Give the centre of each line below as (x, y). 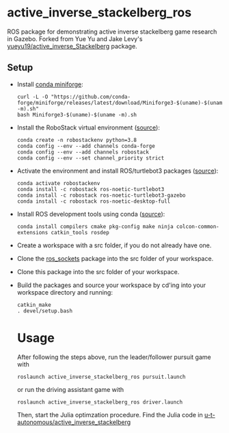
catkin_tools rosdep (80, 232)
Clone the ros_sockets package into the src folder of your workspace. (115, 258)
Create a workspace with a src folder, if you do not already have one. (114, 245)
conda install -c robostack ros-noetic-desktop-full (94, 201)
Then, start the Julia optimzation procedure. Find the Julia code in (110, 415)
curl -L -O (32, 97)
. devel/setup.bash (45, 311)
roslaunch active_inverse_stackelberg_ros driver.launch (100, 402)
